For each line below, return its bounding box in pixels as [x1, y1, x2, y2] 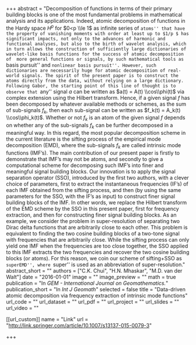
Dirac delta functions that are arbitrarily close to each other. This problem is [6, 224, 188, 231]
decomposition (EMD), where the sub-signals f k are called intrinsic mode [6, 142, 181, 150]
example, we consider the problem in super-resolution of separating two [6, 217, 180, 224]
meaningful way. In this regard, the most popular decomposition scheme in [6, 130, 186, 137]
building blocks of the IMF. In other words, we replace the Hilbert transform [6, 198, 187, 206]
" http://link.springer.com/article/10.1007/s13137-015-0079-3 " [6, 322, 152, 329]
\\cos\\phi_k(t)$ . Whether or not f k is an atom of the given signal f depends [6, 114, 185, 123]
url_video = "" [6, 304, 39, 311]
